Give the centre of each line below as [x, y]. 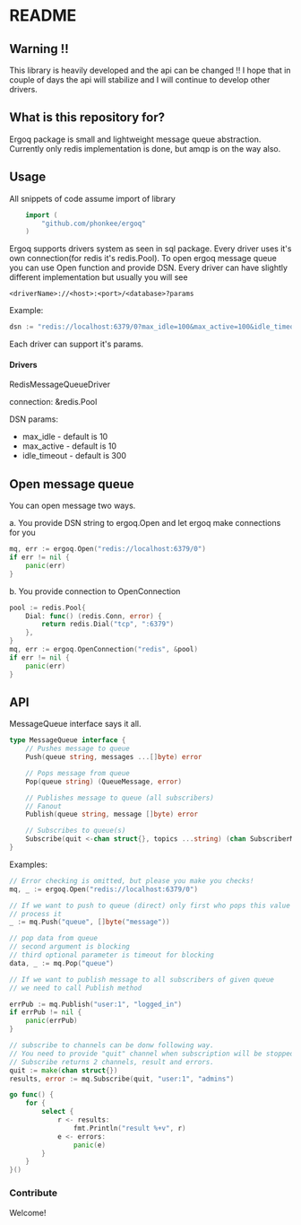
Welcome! [28, 1212]
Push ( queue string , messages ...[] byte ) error [114, 757]
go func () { [31, 1095]
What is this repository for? [87, 118]
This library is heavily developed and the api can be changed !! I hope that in [150, 70]
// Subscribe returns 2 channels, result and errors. [112, 1062]
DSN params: [34, 419]
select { [58, 1112]
